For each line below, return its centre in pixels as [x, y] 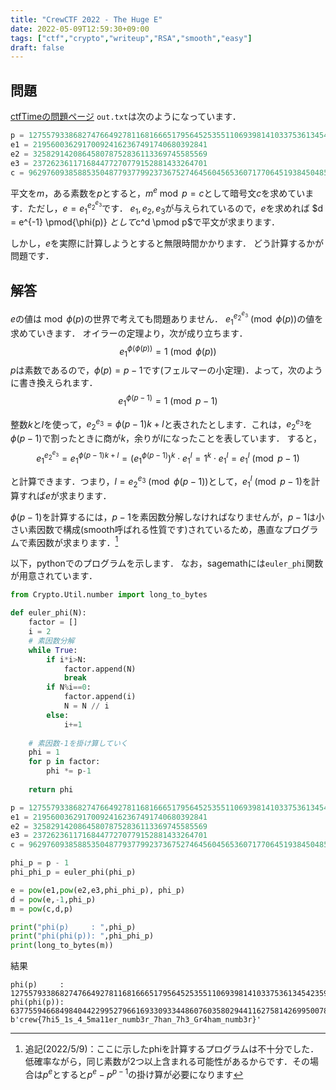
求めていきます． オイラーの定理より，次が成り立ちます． [129, 333]
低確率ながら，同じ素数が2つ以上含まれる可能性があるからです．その [167, 1062]
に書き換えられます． [54, 383]
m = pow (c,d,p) [42, 909]
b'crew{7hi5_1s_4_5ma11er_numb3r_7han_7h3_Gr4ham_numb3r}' [136, 1020]
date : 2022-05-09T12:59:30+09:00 [80, 29]
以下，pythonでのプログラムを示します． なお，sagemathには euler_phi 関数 [167, 563]
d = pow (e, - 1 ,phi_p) [53, 899]
